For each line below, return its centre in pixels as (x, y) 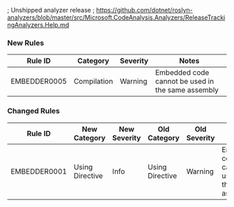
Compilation (93, 82)
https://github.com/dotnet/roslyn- (145, 10)
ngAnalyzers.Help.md (38, 25)
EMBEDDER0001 (39, 171)
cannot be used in (185, 82)
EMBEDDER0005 (39, 82)
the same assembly (187, 90)
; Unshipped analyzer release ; (51, 10)
